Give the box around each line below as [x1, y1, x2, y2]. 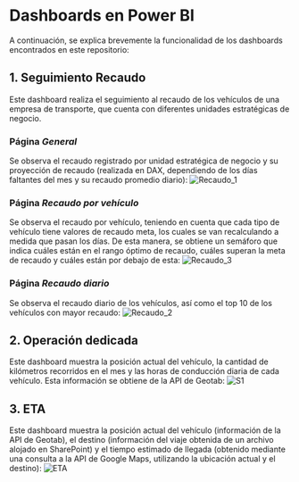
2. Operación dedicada [9, 333, 138, 348]
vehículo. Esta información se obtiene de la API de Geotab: [9, 376, 226, 386]
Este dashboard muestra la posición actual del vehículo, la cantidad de [9, 356, 270, 367]
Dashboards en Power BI [9, 5, 195, 26]
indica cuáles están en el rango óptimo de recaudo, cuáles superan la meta [9, 245, 286, 256]
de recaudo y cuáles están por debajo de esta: [9, 255, 181, 266]
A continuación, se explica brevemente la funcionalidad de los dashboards [9, 35, 283, 46]
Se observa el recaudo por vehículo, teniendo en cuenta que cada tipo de [9, 217, 280, 228]
